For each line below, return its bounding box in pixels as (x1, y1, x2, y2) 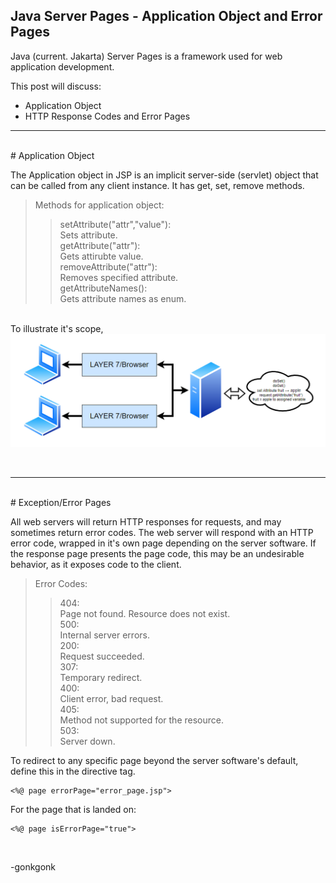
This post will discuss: (10, 80, 102, 92)
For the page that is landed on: (10, 803, 137, 815)
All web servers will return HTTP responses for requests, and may (10, 515, 282, 528)
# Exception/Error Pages (10, 496, 112, 508)
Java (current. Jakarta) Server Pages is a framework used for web (10, 50, 283, 62)
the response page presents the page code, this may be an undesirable (10, 547, 305, 559)
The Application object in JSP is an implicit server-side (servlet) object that (10, 169, 319, 181)
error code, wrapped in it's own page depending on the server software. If (10, 537, 317, 549)
